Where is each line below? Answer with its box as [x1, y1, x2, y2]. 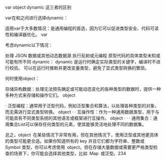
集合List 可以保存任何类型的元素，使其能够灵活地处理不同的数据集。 [9, 121, 147, 127]
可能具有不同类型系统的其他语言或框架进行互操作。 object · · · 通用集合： [5, 115, 153, 121]
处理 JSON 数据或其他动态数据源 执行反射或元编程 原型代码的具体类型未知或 [5, 53, 161, 58]
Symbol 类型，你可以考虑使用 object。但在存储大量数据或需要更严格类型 [5, 144, 154, 150]
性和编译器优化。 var [5, 32, 48, 37]
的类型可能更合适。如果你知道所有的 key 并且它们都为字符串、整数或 [5, 138, 145, 144]
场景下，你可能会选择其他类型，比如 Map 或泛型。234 [13, 151, 126, 156]
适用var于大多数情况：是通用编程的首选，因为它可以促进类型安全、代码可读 [5, 25, 159, 31]
